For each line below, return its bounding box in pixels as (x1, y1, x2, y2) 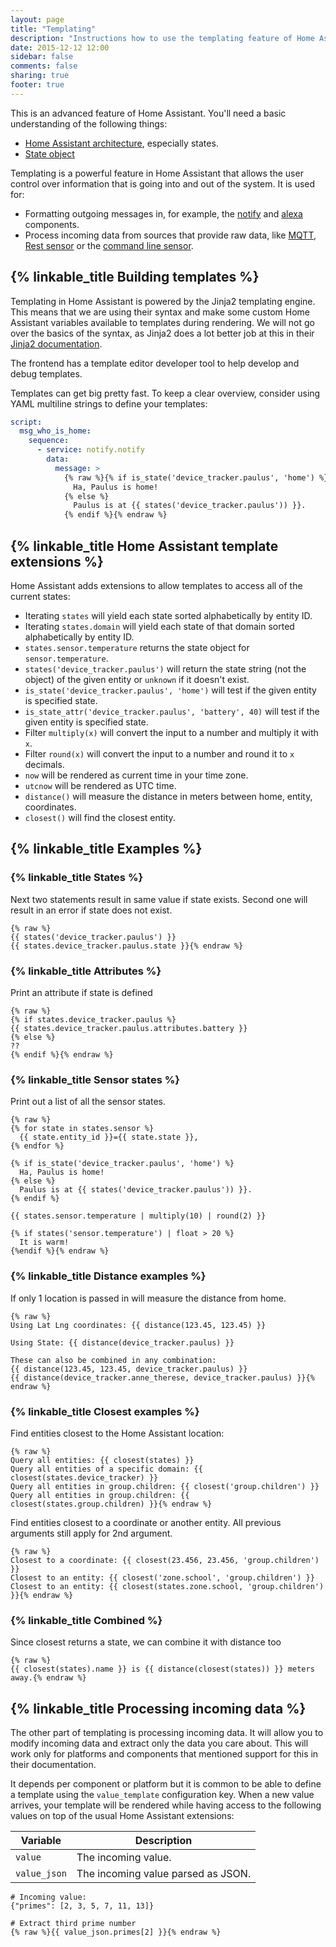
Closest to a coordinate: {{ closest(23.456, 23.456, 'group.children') (10, 1555, 320, 1565)
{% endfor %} (10, 1141, 65, 1151)
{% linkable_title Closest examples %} (10, 1404, 200, 1418)
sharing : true (10, 71, 70, 81)
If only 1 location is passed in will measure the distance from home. (10, 1292, 287, 1304)
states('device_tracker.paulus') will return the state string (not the (24, 663, 307, 675)
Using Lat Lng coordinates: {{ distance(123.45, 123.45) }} (10, 1320, 267, 1330)
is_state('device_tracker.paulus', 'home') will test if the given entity (24, 684, 317, 696)
